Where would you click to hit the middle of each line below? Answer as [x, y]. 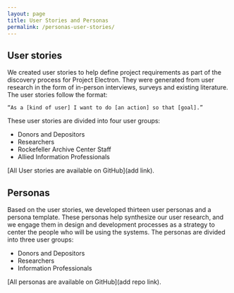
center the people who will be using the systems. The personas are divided [116, 232]
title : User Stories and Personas [58, 20]
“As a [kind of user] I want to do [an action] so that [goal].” [105, 108]
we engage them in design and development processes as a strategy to [111, 225]
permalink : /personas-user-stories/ [61, 27]
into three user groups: [41, 239]
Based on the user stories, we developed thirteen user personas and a [109, 210]
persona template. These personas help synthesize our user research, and [116, 217]
